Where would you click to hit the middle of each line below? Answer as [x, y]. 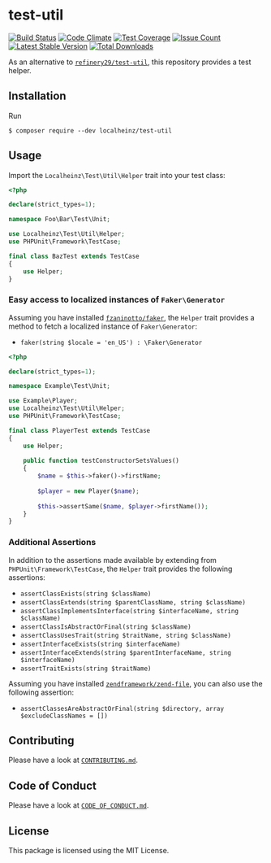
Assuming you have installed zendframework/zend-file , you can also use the [135, 683]
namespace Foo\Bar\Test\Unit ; [60, 220]
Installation [37, 96]
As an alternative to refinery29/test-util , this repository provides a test [130, 62]
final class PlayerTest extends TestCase [80, 430]
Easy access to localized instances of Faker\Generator [117, 300]
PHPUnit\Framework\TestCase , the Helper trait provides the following [120, 569]
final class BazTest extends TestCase [74, 256]
